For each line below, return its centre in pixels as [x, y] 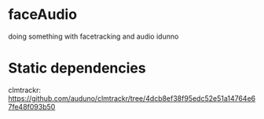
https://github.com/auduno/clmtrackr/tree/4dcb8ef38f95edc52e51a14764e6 [132, 98]
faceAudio [42, 15]
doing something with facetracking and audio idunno [93, 36]
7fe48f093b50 [32, 106]
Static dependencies [77, 68]
